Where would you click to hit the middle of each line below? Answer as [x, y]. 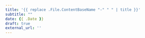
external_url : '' [23, 28]
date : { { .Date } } [24, 19]
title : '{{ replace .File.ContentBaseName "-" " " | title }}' [73, 10]
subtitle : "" [19, 14]
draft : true [18, 23]
